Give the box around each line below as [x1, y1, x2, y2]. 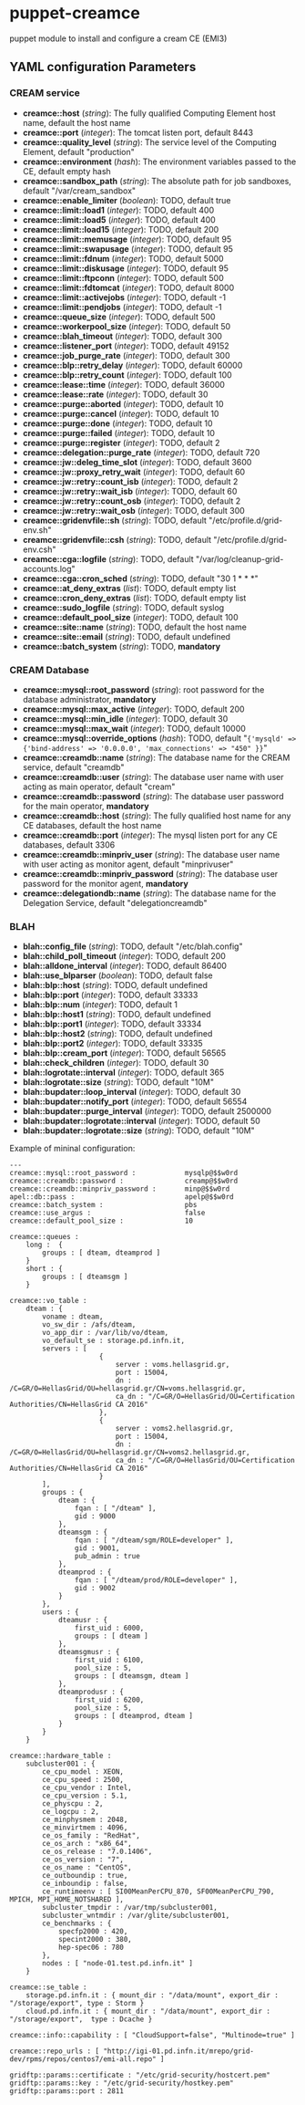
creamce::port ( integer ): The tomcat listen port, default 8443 [22, 127, 253, 138]
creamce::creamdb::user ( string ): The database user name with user [22, 771, 284, 782]
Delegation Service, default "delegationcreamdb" [22, 897, 208, 908]
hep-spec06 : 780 [57, 1943, 125, 1953]
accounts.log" [22, 563, 76, 574]
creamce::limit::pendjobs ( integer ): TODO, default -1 [22, 301, 222, 312]
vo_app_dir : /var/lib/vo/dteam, [42, 1329, 169, 1338]
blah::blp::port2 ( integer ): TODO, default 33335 [22, 1038, 203, 1049]
